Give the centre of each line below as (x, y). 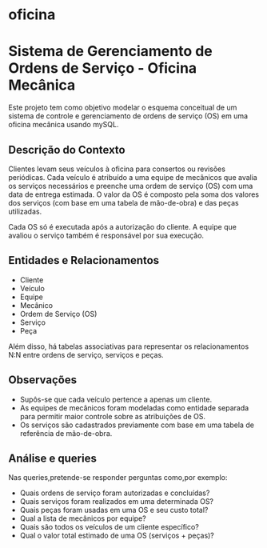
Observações (43, 380)
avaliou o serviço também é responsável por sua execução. (106, 235)
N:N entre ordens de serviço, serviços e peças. (86, 354)
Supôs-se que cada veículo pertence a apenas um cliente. (116, 399)
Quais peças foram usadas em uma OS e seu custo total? (114, 510)
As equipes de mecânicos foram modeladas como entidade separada (134, 408)
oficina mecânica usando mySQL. (64, 125)
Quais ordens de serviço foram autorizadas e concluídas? (115, 493)
